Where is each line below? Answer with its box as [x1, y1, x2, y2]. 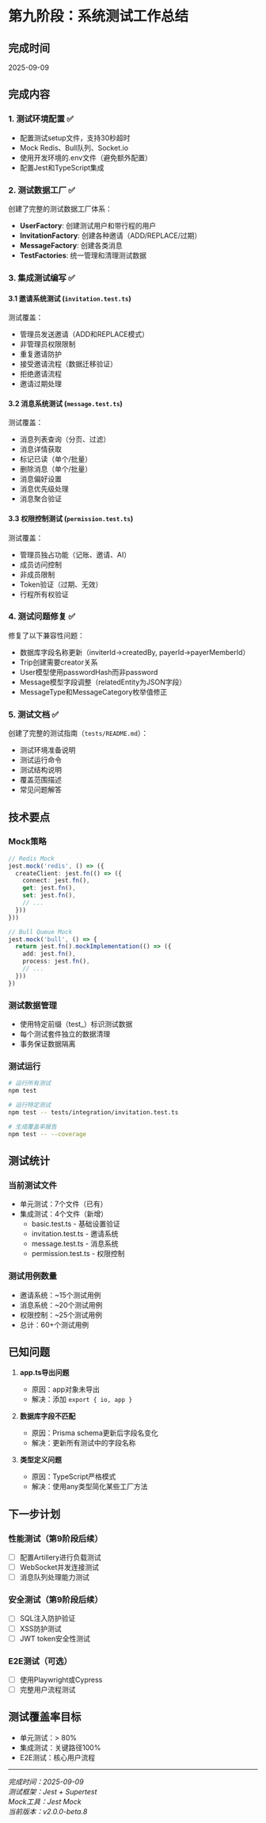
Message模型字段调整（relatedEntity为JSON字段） [19, 677, 187, 687]
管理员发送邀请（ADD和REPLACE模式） [19, 330, 149, 339]
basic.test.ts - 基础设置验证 [31, 1219, 120, 1229]
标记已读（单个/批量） [19, 454, 93, 464]
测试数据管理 [8, 1000, 58, 1011]
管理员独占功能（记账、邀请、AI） [19, 550, 131, 559]
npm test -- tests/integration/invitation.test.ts [8, 1108, 179, 1116]
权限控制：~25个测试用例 [19, 1310, 103, 1319]
